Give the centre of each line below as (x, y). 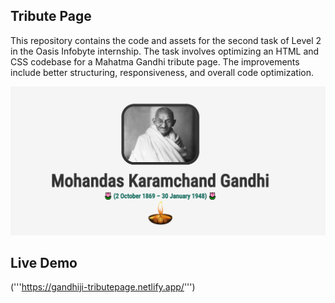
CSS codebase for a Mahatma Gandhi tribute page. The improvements (155, 61)
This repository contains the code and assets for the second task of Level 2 (166, 40)
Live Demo (44, 262)
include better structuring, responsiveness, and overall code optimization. (162, 72)
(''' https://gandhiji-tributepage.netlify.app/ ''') (103, 287)
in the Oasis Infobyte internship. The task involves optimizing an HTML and (165, 51)
